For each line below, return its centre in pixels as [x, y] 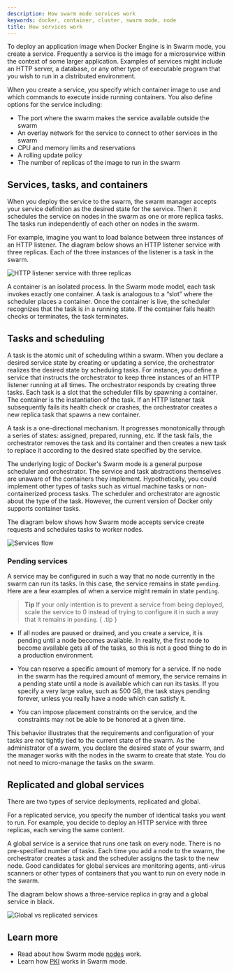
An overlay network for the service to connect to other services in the [117, 133]
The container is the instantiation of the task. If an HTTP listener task [106, 400]
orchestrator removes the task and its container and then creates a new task [117, 443]
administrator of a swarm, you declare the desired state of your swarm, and [116, 748]
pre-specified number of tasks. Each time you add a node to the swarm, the [116, 851]
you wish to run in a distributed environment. [72, 76]
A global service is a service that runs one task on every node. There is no [114, 843]
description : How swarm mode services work [72, 14]
